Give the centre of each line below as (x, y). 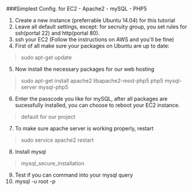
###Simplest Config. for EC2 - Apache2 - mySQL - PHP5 (77, 9)
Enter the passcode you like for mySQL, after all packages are (91, 99)
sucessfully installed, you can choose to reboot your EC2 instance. (97, 105)
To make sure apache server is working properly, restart (84, 128)
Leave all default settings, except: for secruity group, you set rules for (101, 27)
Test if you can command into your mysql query (74, 175)
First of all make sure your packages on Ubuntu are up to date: (92, 46)
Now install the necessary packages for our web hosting (85, 69)
